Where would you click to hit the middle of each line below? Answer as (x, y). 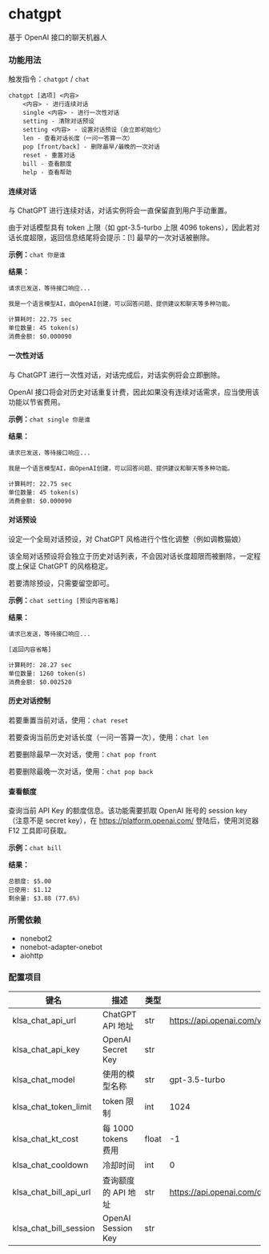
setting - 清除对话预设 (58, 121)
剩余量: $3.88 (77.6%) (44, 899)
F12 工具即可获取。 (40, 831)
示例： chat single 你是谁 (49, 419)
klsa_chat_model (44, 1079)
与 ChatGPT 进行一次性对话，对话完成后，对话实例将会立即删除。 (116, 375)
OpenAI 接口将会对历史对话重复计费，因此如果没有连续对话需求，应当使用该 (134, 392)
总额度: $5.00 (30, 881)
